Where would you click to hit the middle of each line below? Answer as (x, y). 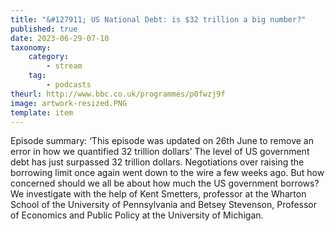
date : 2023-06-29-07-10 (60, 38)
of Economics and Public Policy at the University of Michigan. (137, 215)
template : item (42, 112)
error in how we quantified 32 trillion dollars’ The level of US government (160, 152)
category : (49, 57)
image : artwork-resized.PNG (69, 103)
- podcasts (69, 85)
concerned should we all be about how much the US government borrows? (165, 183)
